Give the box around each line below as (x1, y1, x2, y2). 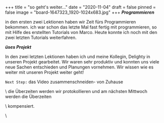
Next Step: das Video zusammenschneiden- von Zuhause (5, 79, 123, 85)
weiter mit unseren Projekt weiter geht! (5, 69, 84, 75)
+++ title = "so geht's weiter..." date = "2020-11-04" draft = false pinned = (5, 4, 156, 10)
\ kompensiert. (5, 103, 35, 109)
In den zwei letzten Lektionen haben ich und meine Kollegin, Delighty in (5, 54, 151, 60)
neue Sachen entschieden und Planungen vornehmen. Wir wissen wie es (5, 64, 154, 70)
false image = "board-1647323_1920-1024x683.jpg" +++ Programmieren (5, 9, 155, 15)
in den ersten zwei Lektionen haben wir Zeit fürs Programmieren (5, 19, 136, 25)
